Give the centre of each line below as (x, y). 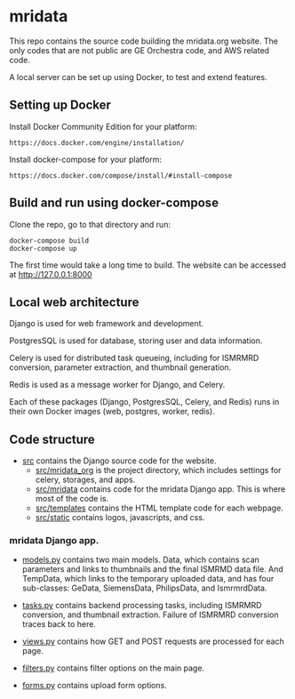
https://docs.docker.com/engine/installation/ (97, 143)
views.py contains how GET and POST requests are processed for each (153, 641)
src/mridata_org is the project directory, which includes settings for (158, 470)
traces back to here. (59, 624)
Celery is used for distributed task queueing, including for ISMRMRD (134, 358)
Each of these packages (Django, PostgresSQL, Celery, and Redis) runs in (144, 402)
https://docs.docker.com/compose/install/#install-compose (121, 175)
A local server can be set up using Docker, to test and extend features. (139, 76)
